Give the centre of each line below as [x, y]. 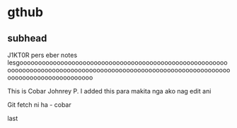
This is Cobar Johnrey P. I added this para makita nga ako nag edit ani [109, 91]
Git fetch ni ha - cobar [40, 105]
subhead [27, 38]
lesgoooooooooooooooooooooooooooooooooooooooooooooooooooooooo [117, 63]
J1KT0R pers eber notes [42, 55]
